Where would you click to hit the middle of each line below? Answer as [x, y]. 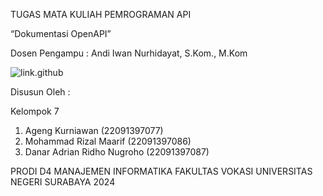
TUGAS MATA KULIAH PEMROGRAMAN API [101, 14]
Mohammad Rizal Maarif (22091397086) [108, 141]
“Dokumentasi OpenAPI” [61, 33]
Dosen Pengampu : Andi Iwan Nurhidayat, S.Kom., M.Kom [129, 53]
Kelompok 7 [35, 111]
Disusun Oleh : [40, 92]
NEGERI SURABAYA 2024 [63, 182]
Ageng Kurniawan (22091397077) [94, 130]
